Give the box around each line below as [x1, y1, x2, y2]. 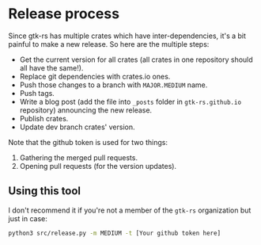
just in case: [8, 213, 47, 223]
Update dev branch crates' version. [19, 122, 135, 132]
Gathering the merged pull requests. [19, 152, 138, 163]
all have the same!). [19, 63, 84, 72]
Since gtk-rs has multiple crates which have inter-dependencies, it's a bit [8, 31, 247, 40]
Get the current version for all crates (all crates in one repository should [19, 55, 253, 64]
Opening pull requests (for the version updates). [19, 161, 176, 170]
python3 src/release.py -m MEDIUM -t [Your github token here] [8, 229, 221, 237]
